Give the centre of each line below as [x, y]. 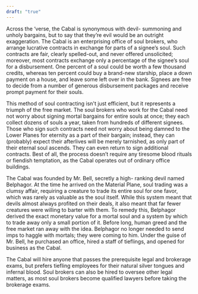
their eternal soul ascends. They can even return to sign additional [87, 148]
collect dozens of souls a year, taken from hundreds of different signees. [95, 122]
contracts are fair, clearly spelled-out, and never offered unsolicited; [90, 54]
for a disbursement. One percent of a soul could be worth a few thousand [96, 67]
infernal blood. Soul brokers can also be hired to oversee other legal [89, 272]
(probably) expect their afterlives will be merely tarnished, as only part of [95, 141]
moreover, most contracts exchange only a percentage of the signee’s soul [98, 60]
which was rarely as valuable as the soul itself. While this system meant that [99, 197]
